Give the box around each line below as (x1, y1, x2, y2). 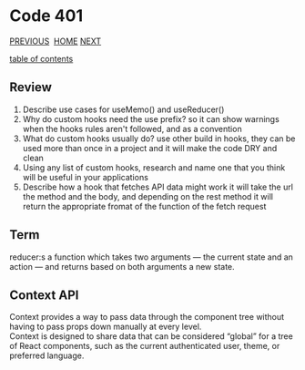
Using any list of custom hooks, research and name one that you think (22, 161, 286, 173)
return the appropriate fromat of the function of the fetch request (22, 200, 267, 211)
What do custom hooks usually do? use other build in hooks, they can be (22, 133, 296, 144)
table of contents (9, 53, 74, 64)
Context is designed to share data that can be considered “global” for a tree (9, 331, 293, 342)
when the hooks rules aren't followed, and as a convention (22, 123, 243, 134)
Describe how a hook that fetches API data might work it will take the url (22, 181, 294, 192)
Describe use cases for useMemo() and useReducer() (22, 104, 225, 115)
